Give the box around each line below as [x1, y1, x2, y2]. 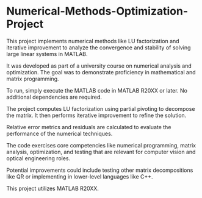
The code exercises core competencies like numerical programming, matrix [6, 141, 197, 149]
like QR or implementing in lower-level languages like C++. [6, 172, 154, 180]
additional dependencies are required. [6, 93, 103, 101]
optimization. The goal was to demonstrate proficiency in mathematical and [6, 68, 197, 76]
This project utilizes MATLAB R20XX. [6, 185, 99, 192]
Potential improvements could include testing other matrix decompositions [6, 166, 193, 174]
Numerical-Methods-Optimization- [6, 4, 188, 18]
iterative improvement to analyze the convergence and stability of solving [6, 44, 191, 51]
